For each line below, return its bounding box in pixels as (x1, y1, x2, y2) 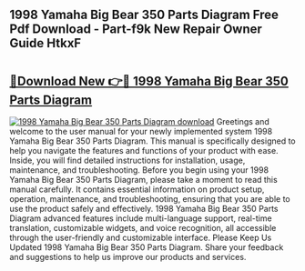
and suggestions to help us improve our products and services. (9, 252, 247, 262)
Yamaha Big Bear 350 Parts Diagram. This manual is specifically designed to (9, 135, 296, 146)
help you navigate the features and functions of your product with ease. (9, 146, 280, 156)
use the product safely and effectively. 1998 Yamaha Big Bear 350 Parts (9, 204, 280, 214)
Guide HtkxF (9, 35, 82, 51)
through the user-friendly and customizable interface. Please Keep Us (9, 232, 272, 243)
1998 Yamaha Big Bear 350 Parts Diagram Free (9, 7, 280, 23)
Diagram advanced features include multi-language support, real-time (9, 213, 272, 224)
